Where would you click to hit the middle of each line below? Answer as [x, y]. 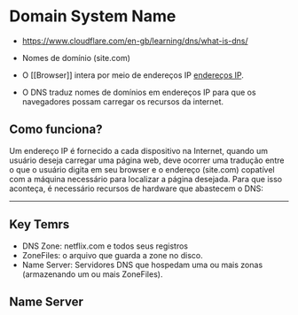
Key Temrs [39, 224]
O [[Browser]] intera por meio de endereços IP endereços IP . [133, 75]
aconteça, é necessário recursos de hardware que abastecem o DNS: [137, 188]
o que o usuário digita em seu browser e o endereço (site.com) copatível [142, 169]
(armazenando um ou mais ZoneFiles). [92, 274]
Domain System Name [93, 16]
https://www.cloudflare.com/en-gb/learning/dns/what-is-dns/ [135, 41]
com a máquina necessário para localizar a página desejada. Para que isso [145, 179]
